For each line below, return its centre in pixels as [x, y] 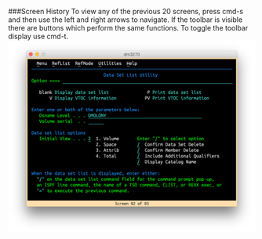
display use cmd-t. [38, 36]
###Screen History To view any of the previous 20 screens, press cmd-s [126, 11]
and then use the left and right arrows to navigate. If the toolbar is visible [126, 20]
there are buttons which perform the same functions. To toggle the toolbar [128, 28]
